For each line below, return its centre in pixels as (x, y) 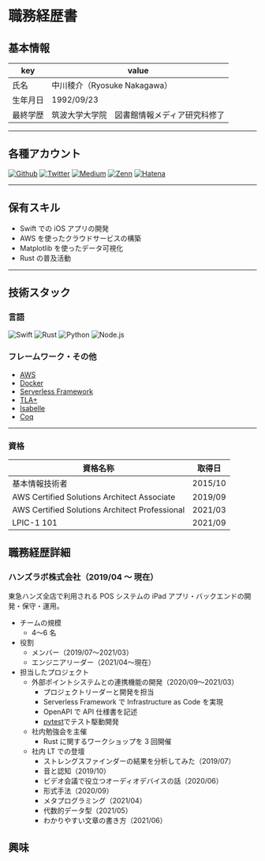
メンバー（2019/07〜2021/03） (82, 652)
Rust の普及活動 (45, 258)
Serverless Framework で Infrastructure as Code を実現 (133, 701)
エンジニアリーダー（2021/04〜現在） (93, 662)
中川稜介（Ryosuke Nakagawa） (112, 85)
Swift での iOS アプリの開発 (64, 228)
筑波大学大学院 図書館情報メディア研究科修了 (138, 115)
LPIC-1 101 (35, 523)
